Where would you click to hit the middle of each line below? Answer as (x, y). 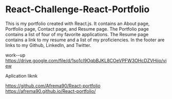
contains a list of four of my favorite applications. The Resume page (77, 34)
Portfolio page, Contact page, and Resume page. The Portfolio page (77, 29)
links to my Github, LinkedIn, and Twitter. (48, 45)
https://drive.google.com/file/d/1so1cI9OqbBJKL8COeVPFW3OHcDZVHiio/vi (86, 60)
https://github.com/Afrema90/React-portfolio (53, 86)
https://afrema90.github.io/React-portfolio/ (51, 91)
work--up (15, 55)
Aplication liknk (22, 76)
